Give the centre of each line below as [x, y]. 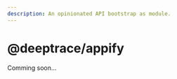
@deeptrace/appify [66, 48]
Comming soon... [32, 68]
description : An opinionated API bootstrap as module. [89, 14]
